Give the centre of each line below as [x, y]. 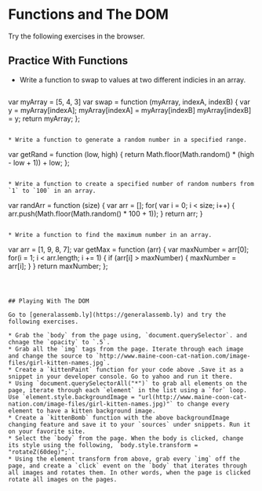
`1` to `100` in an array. [52, 191]
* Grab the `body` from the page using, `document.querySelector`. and [127, 335]
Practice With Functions [68, 61]
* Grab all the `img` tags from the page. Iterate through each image [126, 349]
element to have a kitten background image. [82, 411]
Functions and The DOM [88, 15]
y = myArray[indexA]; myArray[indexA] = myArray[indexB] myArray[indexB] [130, 110]
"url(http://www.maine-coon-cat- [192, 397]
